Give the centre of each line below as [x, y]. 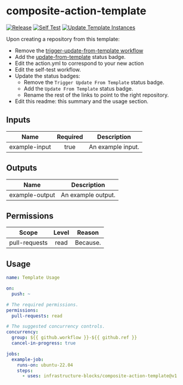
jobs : [13, 354]
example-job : [28, 359]
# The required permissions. [42, 305]
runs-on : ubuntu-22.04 [45, 365]
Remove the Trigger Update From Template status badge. [94, 82]
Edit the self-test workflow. [48, 69]
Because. [88, 243]
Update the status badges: [47, 76]
